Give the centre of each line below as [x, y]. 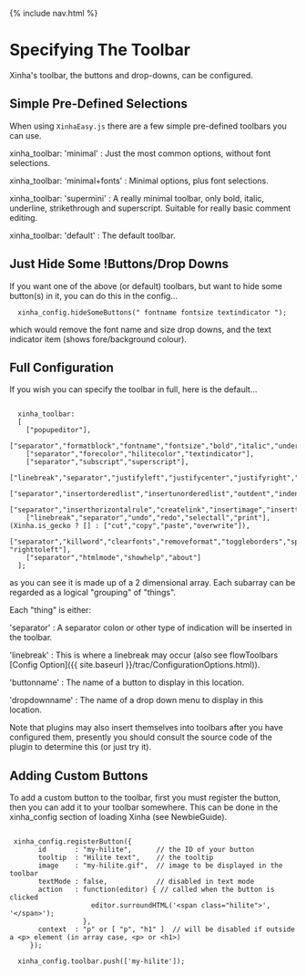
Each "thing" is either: [51, 610]
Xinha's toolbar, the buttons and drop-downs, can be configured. [131, 75]
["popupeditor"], [59, 430]
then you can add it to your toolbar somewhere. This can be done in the [144, 807]
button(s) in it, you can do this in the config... [93, 296]
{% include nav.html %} [54, 13]
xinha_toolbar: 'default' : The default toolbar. [92, 235]
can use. [26, 135]
